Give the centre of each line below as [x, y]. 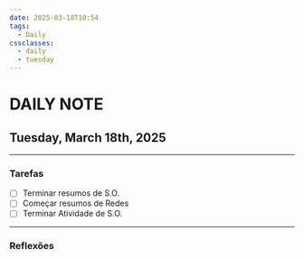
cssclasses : [32, 43]
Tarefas [27, 173]
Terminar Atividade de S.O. [72, 214]
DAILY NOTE [57, 104]
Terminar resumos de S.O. [71, 193]
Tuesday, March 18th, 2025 [88, 138]
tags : [19, 26]
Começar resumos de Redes [76, 203]
